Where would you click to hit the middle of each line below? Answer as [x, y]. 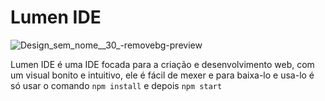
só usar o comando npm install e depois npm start [116, 85]
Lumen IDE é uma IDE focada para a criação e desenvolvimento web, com [162, 64]
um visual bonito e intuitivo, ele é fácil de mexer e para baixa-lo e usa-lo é [162, 75]
